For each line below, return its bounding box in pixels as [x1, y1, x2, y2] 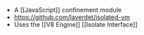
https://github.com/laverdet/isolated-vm [13, 13, 131, 21]
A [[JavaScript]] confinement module [13, 6, 122, 14]
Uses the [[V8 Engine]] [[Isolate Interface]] [13, 21, 138, 28]
